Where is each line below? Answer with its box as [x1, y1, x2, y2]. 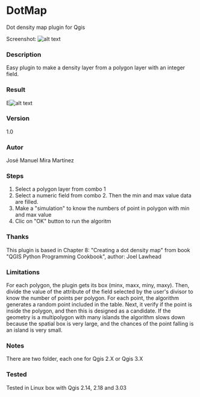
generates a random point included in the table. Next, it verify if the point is [6, 301, 193, 308]
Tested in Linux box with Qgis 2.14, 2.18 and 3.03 [6, 384, 127, 391]
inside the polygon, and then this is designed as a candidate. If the [6, 307, 171, 314]
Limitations [6, 268, 40, 276]
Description [6, 50, 42, 59]
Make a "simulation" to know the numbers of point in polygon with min [14, 205, 190, 212]
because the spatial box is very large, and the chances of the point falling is [6, 320, 194, 328]
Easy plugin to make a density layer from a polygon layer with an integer [6, 64, 186, 71]
